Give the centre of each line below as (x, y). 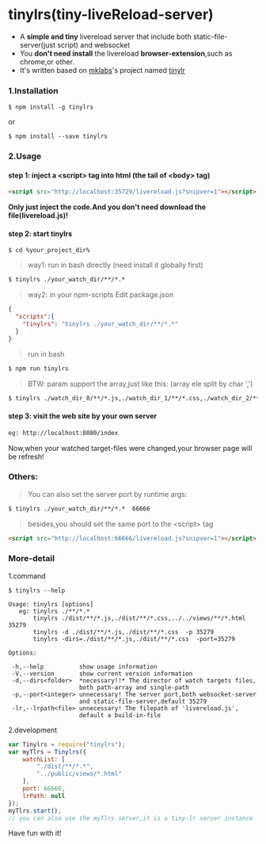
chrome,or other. (47, 62)
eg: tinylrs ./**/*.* (54, 611)
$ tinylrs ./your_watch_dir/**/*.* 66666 (79, 509)
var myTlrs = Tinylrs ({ (47, 752)
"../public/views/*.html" (80, 774)
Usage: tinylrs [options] (51, 604)
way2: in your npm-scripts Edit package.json (101, 295)
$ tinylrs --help (37, 590)
